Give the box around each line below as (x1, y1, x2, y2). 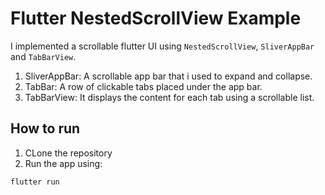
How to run (10, 120, 81, 137)
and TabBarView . (10, 50, 77, 62)
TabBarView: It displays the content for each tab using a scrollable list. (24, 91, 315, 103)
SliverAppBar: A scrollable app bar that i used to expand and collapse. (24, 70, 313, 82)
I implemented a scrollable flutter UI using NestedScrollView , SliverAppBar (10, 40, 315, 52)
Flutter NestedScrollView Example (10, 7, 302, 30)
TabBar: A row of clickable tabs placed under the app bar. (24, 80, 263, 92)
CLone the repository (24, 147, 113, 159)
